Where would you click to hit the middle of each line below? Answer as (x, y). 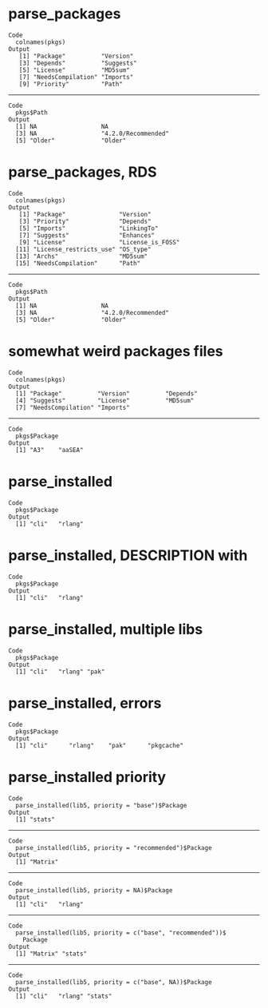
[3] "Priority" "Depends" (85, 221)
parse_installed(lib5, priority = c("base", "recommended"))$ (121, 933)
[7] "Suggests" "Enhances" (87, 235)
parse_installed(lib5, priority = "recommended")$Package (114, 847)
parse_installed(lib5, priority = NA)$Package (94, 890)
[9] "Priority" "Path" (71, 84)
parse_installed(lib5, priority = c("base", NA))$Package (114, 982)
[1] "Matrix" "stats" (51, 954)
